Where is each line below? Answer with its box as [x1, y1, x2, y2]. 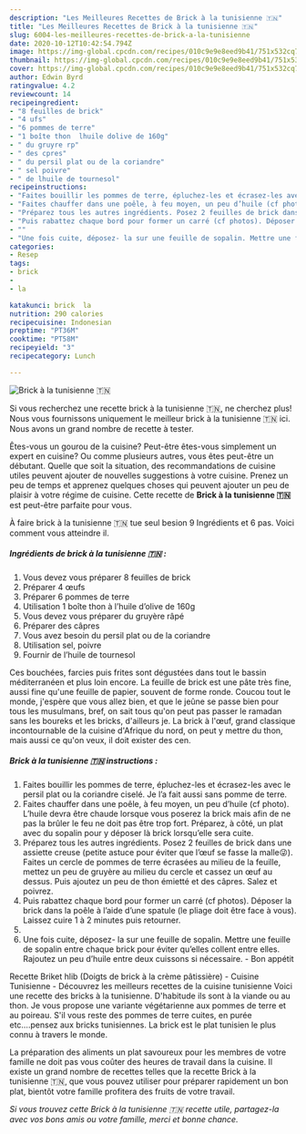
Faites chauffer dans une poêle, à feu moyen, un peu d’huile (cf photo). [22, 798, 290, 809]
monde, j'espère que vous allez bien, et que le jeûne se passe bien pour [9, 696, 280, 707]
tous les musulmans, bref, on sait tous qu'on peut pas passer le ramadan [9, 705, 282, 716]
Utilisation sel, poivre [22, 639, 102, 650]
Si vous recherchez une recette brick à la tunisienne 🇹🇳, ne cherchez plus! [9, 403, 292, 414]
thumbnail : [9, 56, 51, 65]
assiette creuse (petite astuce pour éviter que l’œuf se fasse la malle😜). [22, 846, 293, 857]
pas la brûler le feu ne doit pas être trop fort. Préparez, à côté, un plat [22, 817, 284, 829]
